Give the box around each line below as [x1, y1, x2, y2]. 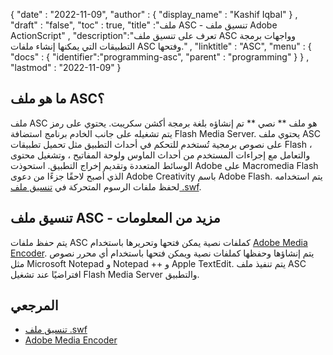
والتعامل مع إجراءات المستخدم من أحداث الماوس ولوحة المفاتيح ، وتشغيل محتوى [10, 149, 311, 161]
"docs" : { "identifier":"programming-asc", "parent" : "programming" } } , [10, 51, 310, 63]
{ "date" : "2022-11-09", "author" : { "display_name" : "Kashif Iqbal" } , [10, 9, 298, 20]
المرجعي [10, 297, 59, 314]
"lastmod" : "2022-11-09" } [10, 62, 122, 73]
